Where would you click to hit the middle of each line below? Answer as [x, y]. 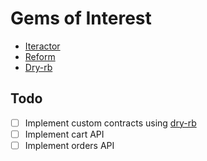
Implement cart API [64, 134]
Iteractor [42, 46]
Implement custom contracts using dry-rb [110, 123]
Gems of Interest [81, 18]
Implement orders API [69, 145]
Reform [40, 56]
